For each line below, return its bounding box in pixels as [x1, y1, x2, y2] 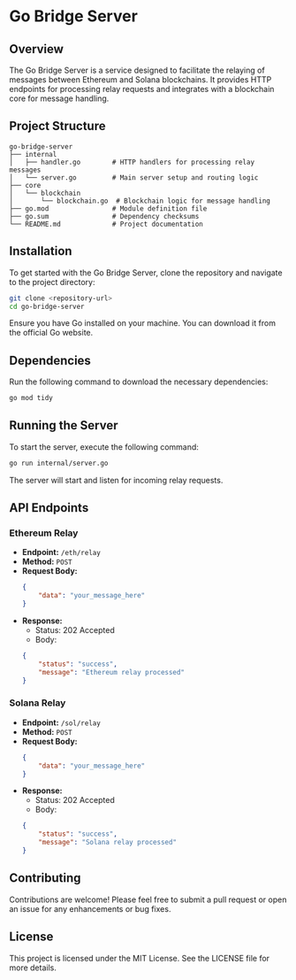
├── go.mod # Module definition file [9, 204, 208, 213]
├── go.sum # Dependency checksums [9, 212, 200, 220]
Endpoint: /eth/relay [21, 547, 102, 558]
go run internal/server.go [9, 459, 109, 467]
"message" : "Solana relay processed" [38, 838, 178, 847]
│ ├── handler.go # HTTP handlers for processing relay [9, 158, 254, 166]
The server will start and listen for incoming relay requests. [9, 475, 224, 485]
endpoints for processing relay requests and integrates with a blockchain [9, 84, 275, 94]
